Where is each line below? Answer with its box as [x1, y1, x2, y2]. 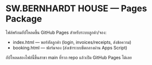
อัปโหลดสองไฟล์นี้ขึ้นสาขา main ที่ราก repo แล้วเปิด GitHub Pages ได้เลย [5, 54, 132, 60]
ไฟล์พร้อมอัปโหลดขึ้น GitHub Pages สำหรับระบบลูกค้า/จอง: [5, 29, 107, 35]
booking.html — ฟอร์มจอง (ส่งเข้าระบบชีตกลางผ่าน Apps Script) [12, 44, 127, 50]
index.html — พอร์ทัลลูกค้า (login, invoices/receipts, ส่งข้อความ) [12, 39, 132, 45]
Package [5, 13, 42, 24]
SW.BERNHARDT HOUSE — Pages [5, 3, 147, 14]
